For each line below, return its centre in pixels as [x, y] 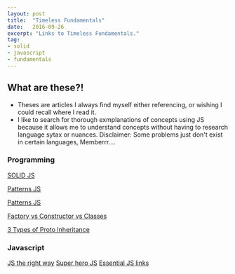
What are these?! [46, 88]
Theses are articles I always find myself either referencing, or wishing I [120, 104]
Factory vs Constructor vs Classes [57, 216]
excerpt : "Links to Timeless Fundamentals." [73, 33]
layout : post [26, 14]
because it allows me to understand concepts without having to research [123, 127]
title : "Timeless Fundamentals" [56, 20]
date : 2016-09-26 [36, 27]
